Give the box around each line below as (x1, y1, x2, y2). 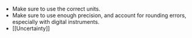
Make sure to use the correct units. (12, 6, 101, 12)
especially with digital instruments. (12, 18, 100, 25)
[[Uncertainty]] (12, 25, 50, 32)
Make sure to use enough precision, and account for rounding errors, (12, 12, 186, 19)
